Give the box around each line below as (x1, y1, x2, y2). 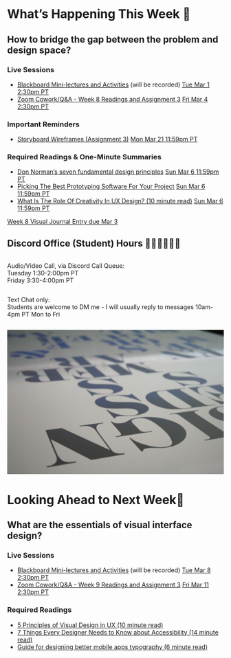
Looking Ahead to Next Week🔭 (7, 492, 184, 508)
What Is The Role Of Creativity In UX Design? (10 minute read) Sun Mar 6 (16, 197, 223, 205)
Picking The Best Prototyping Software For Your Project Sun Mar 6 (16, 182, 206, 191)
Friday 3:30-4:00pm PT (7, 276, 74, 284)
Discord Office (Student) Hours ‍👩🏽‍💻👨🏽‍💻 (7, 237, 181, 249)
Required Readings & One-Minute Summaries (7, 152, 162, 162)
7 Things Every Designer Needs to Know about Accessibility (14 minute (16, 628, 219, 636)
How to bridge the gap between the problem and (7, 34, 219, 45)
